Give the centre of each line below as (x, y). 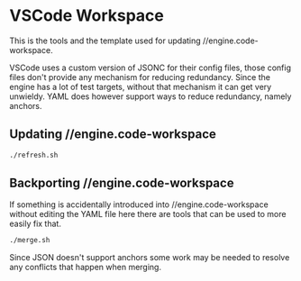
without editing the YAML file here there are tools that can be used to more (148, 214)
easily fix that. (35, 224)
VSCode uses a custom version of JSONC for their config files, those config (150, 68)
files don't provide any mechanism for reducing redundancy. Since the (140, 77)
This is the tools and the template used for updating (105, 41)
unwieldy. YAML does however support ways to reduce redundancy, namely (150, 96)
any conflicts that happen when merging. (86, 267)
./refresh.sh (34, 155)
